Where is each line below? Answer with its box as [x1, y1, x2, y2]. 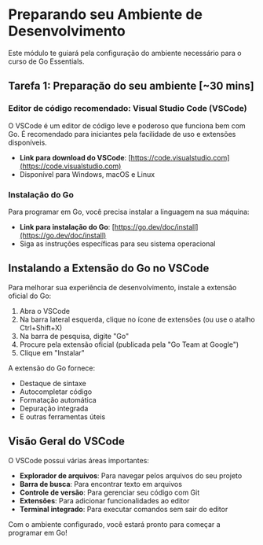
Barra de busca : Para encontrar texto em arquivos [19, 479, 183, 488]
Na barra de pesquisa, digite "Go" [19, 331, 130, 341]
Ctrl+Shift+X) [19, 322, 63, 332]
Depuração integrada [19, 403, 89, 413]
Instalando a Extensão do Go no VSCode [8, 262, 210, 275]
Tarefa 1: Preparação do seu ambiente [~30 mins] [8, 79, 254, 93]
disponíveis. [8, 138, 47, 147]
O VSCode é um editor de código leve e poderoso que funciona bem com [8, 120, 246, 131]
